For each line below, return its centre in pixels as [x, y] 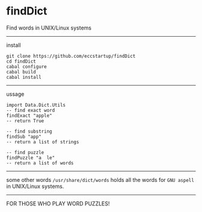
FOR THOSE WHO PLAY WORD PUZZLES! [58, 204]
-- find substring [29, 131]
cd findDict [21, 61]
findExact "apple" [29, 116]
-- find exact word [31, 110]
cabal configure [26, 67]
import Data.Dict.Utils [36, 105]
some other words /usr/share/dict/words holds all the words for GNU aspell [100, 179]
